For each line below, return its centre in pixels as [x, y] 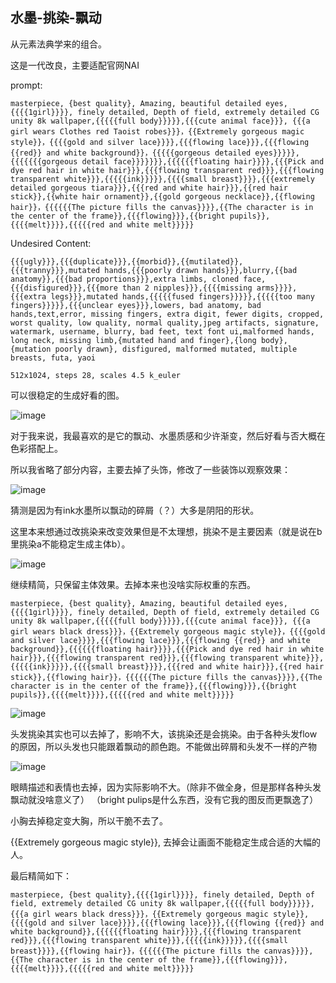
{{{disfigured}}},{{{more [64, 288]
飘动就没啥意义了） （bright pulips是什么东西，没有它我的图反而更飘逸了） [164, 799]
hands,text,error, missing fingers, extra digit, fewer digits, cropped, [167, 314]
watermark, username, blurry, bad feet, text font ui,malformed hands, [162, 331]
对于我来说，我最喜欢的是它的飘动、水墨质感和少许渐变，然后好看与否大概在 [168, 435]
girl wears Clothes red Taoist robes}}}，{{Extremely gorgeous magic [157, 131]
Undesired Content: [51, 243]
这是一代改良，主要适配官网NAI [75, 65]
